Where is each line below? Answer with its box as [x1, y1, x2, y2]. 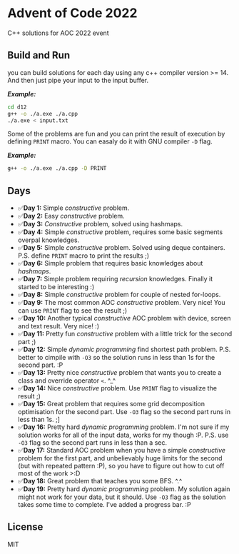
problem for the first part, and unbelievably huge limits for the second [17, 454, 223, 463]
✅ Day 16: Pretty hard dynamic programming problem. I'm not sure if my [17, 423, 230, 431]
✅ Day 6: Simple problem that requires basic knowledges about [17, 259, 203, 268]
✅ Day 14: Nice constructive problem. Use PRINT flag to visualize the [17, 384, 218, 393]
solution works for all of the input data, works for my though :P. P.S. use [17, 430, 229, 440]
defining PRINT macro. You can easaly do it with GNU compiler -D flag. [7, 137, 213, 146]
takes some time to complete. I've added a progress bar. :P [17, 500, 191, 509]
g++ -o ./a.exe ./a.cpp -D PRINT [7, 165, 107, 172]
